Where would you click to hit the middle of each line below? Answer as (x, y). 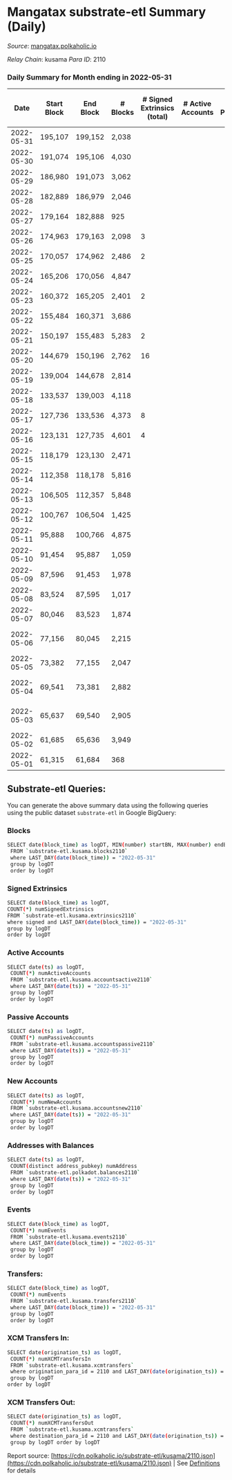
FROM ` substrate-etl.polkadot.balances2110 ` (75, 1172)
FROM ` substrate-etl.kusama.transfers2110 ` (74, 1301)
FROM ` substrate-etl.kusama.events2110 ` (69, 1237)
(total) (157, 117)
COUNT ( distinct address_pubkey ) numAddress (74, 1167)
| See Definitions (196, 1463)
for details (21, 1470)
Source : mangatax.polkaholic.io (52, 46)
